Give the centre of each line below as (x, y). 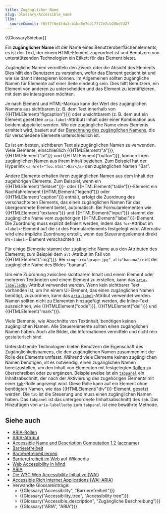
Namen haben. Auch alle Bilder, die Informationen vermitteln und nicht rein (81, 332)
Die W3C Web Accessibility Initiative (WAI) (55, 475)
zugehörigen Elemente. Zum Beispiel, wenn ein (53, 181)
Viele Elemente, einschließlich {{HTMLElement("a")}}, (60, 150)
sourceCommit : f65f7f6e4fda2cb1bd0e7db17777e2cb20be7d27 (70, 24)
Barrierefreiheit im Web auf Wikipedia (51, 459)
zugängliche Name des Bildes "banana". (46, 265)
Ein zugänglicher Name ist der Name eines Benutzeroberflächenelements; (81, 47)
